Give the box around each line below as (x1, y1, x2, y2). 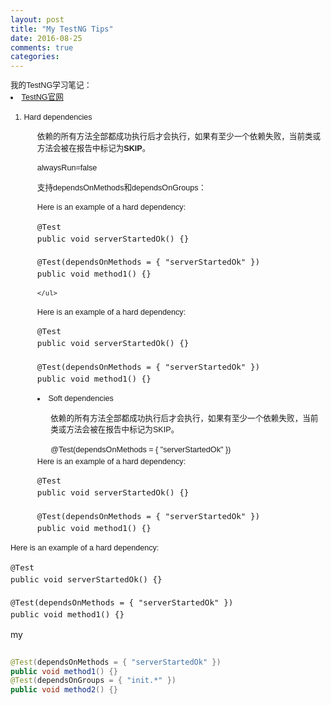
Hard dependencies (23, 112, 93, 122)
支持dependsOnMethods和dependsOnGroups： (36, 182, 207, 193)
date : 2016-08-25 (10, 33, 83, 43)
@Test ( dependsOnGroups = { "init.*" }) (10, 676, 177, 686)
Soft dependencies (48, 394, 114, 404)
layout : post (10, 14, 65, 25)
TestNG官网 (21, 92, 64, 103)
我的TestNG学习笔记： (10, 81, 93, 91)
